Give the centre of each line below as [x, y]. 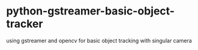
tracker [25, 24]
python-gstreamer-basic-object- [91, 11]
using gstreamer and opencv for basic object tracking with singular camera [99, 40]
